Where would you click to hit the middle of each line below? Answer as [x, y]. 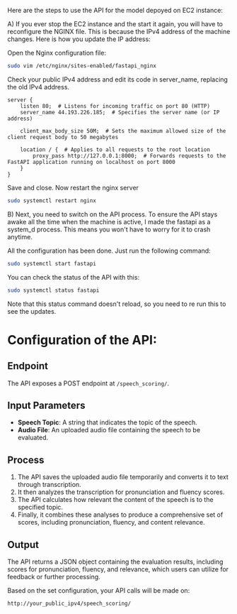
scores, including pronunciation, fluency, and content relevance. [111, 522]
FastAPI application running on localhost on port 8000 [91, 162]
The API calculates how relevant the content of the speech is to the [115, 500]
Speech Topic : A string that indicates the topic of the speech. [108, 422]
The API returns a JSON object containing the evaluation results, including [115, 561]
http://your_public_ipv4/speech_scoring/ [69, 603]
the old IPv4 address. [38, 87]
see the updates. [32, 311]
